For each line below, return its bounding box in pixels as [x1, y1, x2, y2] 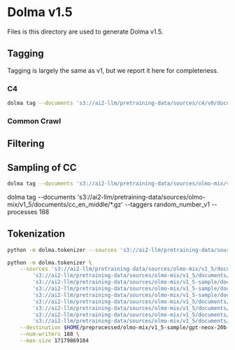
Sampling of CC [7, 162, 77, 174]
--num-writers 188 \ [20, 330, 80, 338]
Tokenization [7, 228, 65, 240]
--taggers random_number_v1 [124, 200, 210, 209]
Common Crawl [7, 116, 62, 126]
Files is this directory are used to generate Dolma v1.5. [7, 27, 164, 36]
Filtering [7, 138, 45, 150]
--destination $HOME [20, 324, 80, 331]
